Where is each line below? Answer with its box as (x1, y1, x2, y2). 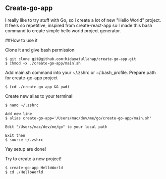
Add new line (5, 111, 32, 116)
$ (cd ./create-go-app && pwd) (5, 84, 70, 89)
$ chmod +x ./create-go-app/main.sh (5, 60, 81, 66)
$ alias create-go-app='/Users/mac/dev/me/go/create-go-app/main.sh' (5, 116, 152, 120)
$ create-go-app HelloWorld (5, 165, 63, 170)
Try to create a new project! (5, 156, 62, 162)
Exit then (5, 133, 26, 138)
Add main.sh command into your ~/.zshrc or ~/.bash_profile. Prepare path (5, 69, 156, 75)
